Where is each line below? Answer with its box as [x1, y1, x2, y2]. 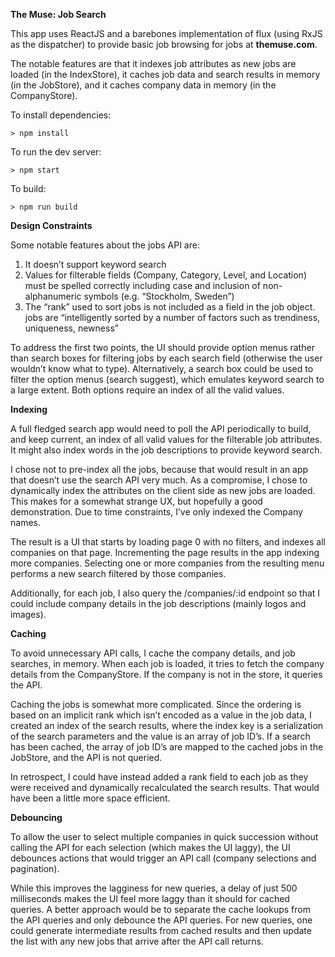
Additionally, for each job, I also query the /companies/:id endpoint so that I [10, 587, 321, 599]
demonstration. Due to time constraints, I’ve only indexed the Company [10, 506, 303, 518]
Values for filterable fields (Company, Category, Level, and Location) [24, 269, 307, 281]
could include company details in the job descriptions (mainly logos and [10, 598, 307, 609]
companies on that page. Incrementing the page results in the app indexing [10, 547, 320, 558]
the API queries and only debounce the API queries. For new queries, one [10, 914, 313, 926]
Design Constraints [10, 220, 93, 231]
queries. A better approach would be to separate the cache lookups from [10, 904, 311, 915]
